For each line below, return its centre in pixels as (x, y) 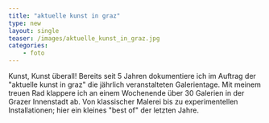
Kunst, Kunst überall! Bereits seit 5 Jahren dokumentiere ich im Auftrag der (132, 76)
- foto (34, 53)
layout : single (34, 31)
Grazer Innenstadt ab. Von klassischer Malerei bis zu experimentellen (123, 102)
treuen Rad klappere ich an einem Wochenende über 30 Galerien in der (126, 93)
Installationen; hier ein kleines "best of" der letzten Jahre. (104, 110)
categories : (28, 46)
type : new (25, 23)
